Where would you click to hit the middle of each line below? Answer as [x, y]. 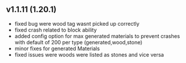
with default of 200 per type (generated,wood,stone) [78, 42]
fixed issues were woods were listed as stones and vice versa [89, 54]
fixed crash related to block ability [55, 30]
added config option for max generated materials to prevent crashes [97, 36]
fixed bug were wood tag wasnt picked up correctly [77, 23]
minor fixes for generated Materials [57, 48]
